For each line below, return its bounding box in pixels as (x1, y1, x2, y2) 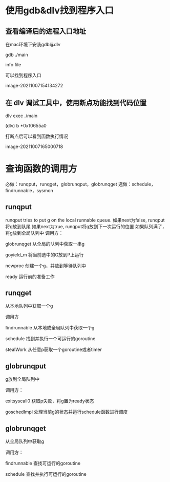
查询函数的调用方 (5, 163, 78, 175)
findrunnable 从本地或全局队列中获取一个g (5, 325, 95, 331)
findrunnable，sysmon (5, 187, 54, 193)
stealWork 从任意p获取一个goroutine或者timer (5, 346, 102, 353)
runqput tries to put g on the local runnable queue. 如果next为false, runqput (5, 217, 165, 223)
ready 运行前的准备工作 (5, 273, 55, 280)
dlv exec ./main (5, 113, 37, 119)
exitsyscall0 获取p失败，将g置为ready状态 (5, 398, 94, 404)
